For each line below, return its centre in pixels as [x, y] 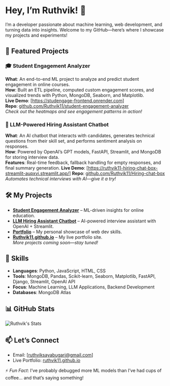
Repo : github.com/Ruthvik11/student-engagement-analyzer [67, 106]
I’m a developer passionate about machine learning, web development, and [84, 24]
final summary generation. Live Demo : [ [47, 168]
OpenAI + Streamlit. [33, 226]
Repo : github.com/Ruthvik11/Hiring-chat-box [118, 173]
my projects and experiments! [36, 35]
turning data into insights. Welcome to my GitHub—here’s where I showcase [84, 29]
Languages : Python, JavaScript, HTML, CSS [59, 271]
